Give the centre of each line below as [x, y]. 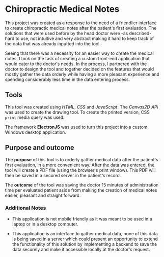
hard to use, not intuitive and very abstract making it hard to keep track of [80, 38]
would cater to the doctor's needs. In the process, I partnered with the [76, 64]
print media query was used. [35, 117]
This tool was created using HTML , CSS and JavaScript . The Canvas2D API [82, 107]
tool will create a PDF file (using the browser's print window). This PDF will [80, 170]
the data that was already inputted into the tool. [53, 43]
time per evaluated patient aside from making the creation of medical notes [81, 190]
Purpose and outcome [40, 148]
